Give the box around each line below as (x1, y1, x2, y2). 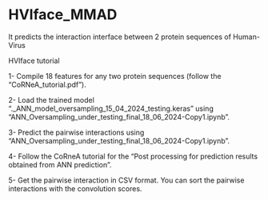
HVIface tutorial (8, 56, 60, 65)
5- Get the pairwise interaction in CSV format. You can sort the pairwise (8, 175, 245, 185)
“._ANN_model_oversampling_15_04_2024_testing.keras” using (8, 104, 214, 113)
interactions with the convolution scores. (8, 183, 142, 193)
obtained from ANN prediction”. (8, 159, 112, 169)
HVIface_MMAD (8, 6, 118, 24)
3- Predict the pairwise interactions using (8, 127, 145, 137)
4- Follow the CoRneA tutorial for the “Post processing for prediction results (8, 151, 258, 161)
